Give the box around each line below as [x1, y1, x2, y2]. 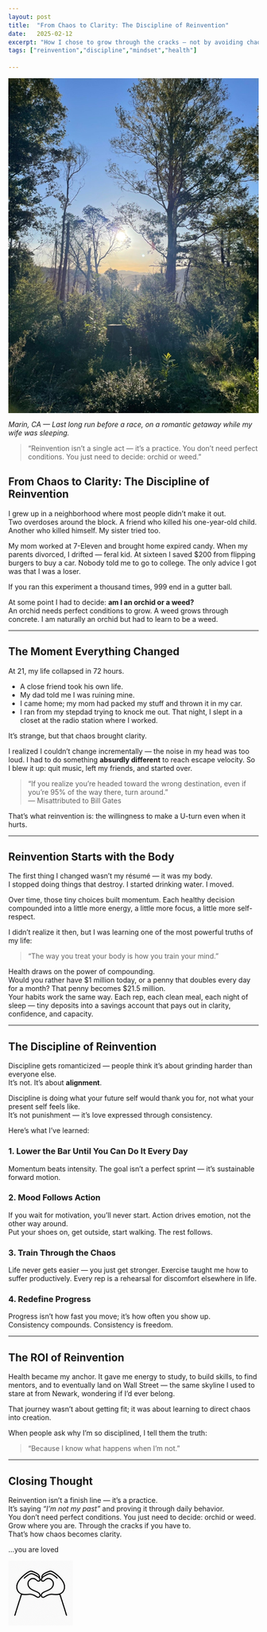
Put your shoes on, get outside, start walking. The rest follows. [8, 1227, 213, 1237]
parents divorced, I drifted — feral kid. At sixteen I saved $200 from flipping [8, 549, 256, 559]
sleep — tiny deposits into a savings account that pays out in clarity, [8, 1001, 231, 1010]
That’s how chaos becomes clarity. [8, 1529, 122, 1539]
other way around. [8, 1218, 68, 1228]
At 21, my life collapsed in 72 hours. [8, 666, 125, 675]
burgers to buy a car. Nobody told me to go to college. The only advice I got [8, 558, 257, 568]
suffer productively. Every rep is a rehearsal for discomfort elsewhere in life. [8, 1274, 257, 1284]
